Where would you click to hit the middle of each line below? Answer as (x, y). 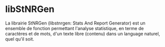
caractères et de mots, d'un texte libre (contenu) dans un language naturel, (83, 33)
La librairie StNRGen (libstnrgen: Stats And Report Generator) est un (75, 23)
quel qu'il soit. (20, 39)
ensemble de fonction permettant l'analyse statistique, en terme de (74, 28)
